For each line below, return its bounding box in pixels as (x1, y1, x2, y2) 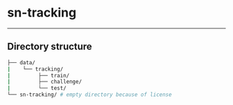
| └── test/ (7, 85, 67, 92)
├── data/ (7, 59, 36, 66)
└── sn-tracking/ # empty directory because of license (7, 91, 172, 98)
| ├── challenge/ (7, 78, 82, 86)
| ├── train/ (7, 72, 70, 79)
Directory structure (7, 41, 92, 52)
